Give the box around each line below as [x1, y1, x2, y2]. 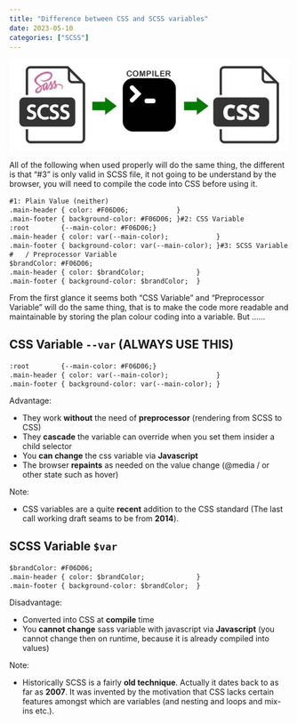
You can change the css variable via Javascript [21, 450, 198, 461]
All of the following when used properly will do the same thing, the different [9, 159, 285, 170]
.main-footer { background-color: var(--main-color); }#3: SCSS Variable [9, 241, 289, 250]
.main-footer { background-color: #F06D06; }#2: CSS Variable [9, 214, 245, 223]
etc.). [35, 705, 55, 716]
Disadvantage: [9, 597, 62, 607]
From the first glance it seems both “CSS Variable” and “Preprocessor [9, 292, 265, 302]
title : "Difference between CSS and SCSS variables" [9, 14, 209, 23]
